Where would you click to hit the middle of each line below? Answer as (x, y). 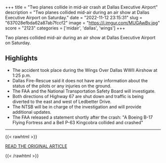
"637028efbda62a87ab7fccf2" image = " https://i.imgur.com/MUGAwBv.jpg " (83, 23)
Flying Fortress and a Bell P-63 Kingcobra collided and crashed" (78, 122)
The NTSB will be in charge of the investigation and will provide (77, 107)
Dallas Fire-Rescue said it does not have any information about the (80, 80)
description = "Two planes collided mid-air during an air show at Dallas (77, 12)
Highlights (21, 58)
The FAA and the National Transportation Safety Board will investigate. (84, 91)
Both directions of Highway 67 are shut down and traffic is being (78, 96)
